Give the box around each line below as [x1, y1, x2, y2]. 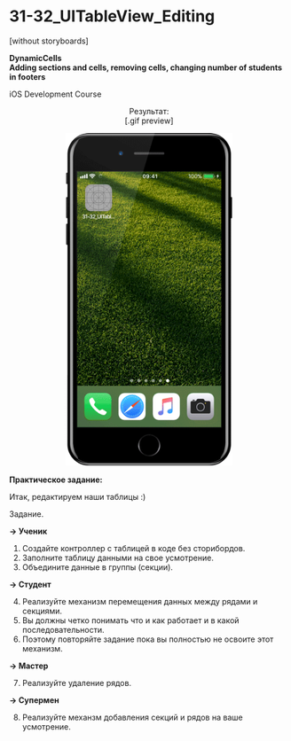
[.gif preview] [124, 115, 174, 126]
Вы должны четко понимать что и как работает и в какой [21, 614, 240, 626]
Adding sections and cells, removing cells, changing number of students [9, 62, 282, 73]
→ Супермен [9, 694, 59, 706]
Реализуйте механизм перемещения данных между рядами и [21, 596, 258, 606]
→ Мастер [9, 660, 49, 671]
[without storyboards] [9, 35, 89, 46]
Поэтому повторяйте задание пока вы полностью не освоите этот [21, 634, 274, 644]
